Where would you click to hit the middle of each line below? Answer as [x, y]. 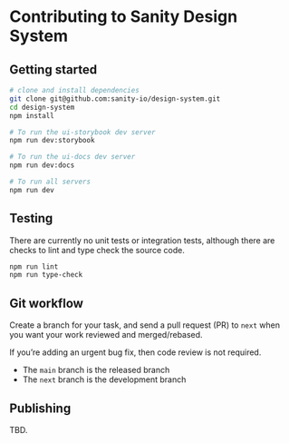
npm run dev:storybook [52, 141]
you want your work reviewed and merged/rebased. [106, 335]
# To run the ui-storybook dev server [82, 132]
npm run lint [34, 266]
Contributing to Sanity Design [124, 17]
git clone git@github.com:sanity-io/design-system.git [115, 98]
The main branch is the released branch [96, 370]
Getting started [53, 69]
